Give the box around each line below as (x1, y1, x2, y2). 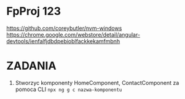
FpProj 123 (6, 4, 61, 18)
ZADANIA (6, 59, 57, 73)
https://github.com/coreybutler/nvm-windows (6, 24, 122, 32)
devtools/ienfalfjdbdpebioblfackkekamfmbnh (6, 37, 120, 45)
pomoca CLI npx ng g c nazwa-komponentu (15, 86, 122, 93)
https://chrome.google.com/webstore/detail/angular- (6, 31, 140, 38)
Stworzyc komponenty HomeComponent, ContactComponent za (15, 79, 179, 86)
